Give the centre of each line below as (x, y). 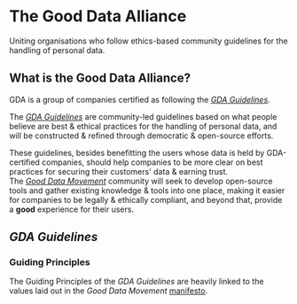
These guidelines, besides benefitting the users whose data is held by (137, 152)
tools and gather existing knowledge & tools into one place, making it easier (147, 190)
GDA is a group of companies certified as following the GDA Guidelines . (140, 99)
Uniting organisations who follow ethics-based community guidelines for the (148, 41)
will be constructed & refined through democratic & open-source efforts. (141, 136)
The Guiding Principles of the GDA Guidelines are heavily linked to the (137, 282)
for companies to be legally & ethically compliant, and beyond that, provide (146, 199)
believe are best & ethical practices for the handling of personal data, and (143, 126)
